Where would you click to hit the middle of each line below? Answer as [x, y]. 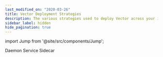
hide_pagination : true [28, 28]
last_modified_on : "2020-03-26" [38, 9]
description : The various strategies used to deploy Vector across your [80, 18]
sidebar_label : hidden [28, 23]
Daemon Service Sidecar [30, 51]
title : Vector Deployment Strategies [43, 14]
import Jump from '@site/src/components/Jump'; [55, 41]
